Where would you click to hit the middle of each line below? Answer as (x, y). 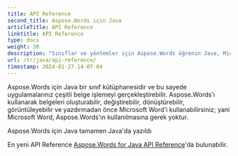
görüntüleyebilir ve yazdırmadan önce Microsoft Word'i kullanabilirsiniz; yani (119, 109)
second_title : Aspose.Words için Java (64, 21)
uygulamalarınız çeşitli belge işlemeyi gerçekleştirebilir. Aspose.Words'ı (111, 94)
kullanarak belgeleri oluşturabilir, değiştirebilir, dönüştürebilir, (96, 102)
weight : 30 (23, 47)
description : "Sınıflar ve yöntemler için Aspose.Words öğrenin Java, (114, 54)
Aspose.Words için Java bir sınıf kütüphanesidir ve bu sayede (97, 87)
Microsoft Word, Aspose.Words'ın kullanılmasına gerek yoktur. (98, 117)
